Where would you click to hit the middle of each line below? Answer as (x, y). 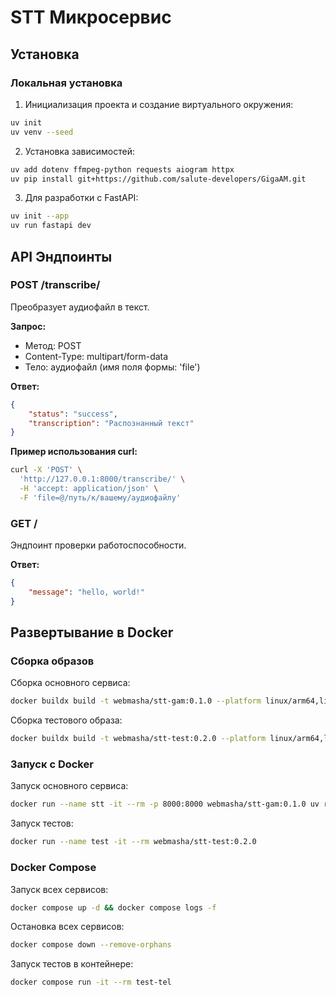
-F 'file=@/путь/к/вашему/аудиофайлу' (100, 497)
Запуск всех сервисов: (59, 889)
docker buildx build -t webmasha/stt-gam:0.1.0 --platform (136, 701)
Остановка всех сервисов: (67, 927)
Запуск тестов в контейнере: (72, 964)
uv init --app (40, 216)
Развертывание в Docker (92, 632)
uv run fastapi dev (51, 226)
